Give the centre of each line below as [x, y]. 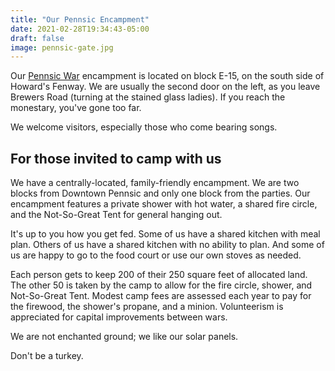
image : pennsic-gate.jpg [62, 47]
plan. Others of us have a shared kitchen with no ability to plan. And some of [167, 245]
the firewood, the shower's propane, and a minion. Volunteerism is [147, 307]
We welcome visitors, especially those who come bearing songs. [144, 127]
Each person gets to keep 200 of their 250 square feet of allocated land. [159, 275]
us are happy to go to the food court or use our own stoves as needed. [156, 255]
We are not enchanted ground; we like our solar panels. [124, 337]
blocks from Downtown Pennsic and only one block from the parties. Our [160, 193]
